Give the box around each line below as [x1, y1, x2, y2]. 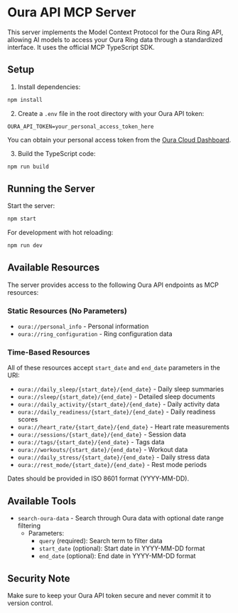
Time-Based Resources [7, 347, 90, 357]
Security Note [7, 572, 70, 585]
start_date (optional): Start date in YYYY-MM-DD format [38, 544, 205, 552]
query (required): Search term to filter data [38, 537, 163, 545]
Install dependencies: [17, 83, 81, 91]
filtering [17, 521, 41, 530]
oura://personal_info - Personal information [17, 322, 149, 331]
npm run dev [7, 242, 43, 249]
